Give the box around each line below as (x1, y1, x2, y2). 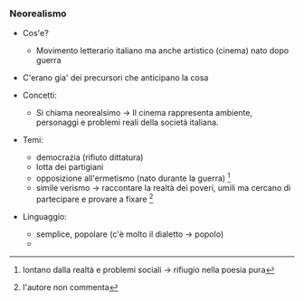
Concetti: (22, 89, 57, 101)
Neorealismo (9, 7, 67, 20)
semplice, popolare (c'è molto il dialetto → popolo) (35, 229, 224, 240)
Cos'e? (22, 28, 50, 39)
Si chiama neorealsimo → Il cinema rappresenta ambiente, (35, 108, 253, 118)
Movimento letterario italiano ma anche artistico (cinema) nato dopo (35, 45, 290, 56)
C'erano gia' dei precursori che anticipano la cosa (22, 72, 209, 83)
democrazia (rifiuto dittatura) (35, 152, 144, 163)
